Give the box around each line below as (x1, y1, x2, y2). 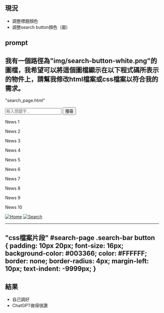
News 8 (5, 185, 20, 192)
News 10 (5, 204, 22, 210)
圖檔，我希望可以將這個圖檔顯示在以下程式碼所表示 (5, 66, 159, 74)
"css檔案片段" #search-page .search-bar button (5, 234, 155, 242)
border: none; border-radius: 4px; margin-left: (5, 257, 149, 265)
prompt (5, 39, 28, 47)
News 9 (5, 195, 20, 201)
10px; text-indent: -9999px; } (5, 265, 97, 273)
